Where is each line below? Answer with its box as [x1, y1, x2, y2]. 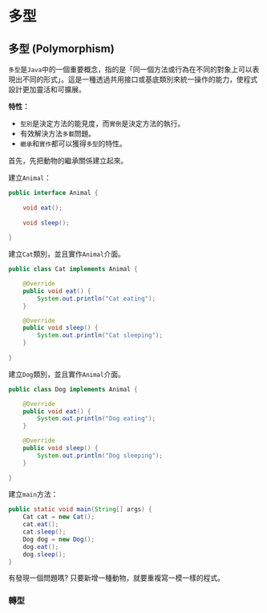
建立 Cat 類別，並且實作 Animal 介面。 [8, 250, 126, 259]
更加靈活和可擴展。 [22, 85, 86, 94]
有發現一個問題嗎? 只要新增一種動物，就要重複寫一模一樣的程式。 [8, 573, 225, 583]
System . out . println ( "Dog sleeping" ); [37, 451, 163, 460]
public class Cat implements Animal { [8, 266, 138, 274]
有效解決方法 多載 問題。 [19, 129, 96, 138]
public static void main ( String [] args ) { [8, 505, 152, 514]
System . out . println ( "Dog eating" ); [37, 415, 156, 423]
